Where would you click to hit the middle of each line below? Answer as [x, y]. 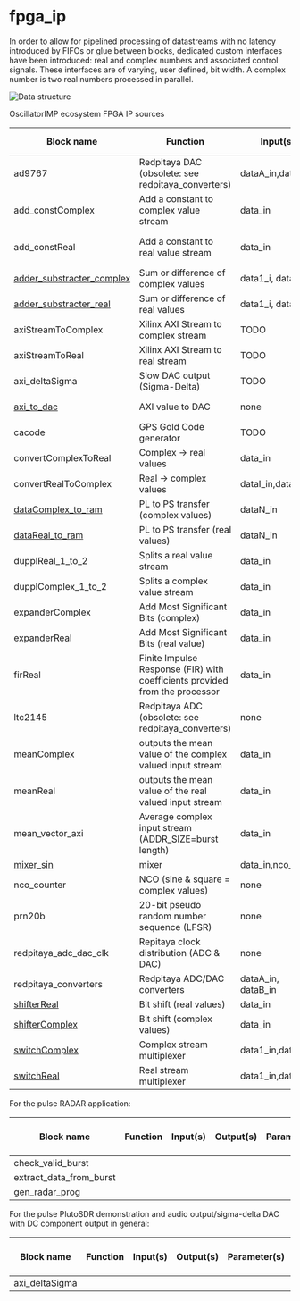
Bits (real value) [172, 643]
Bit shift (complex [175, 1019]
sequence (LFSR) [175, 927]
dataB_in [258, 989]
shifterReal [37, 1004]
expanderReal [43, 638]
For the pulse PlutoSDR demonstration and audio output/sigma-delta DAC [144, 1213]
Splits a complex [173, 581]
